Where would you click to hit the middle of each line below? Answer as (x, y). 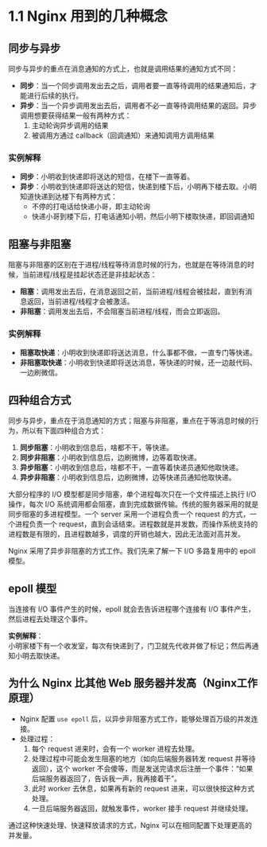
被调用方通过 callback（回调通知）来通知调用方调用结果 (123, 135)
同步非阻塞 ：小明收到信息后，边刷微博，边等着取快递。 (110, 457)
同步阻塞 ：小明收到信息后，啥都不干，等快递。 (96, 448)
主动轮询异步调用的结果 (70, 125)
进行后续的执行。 (55, 95)
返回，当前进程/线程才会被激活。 (80, 301)
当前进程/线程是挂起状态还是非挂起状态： (89, 274)
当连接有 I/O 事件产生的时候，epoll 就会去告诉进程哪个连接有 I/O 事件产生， (132, 609)
